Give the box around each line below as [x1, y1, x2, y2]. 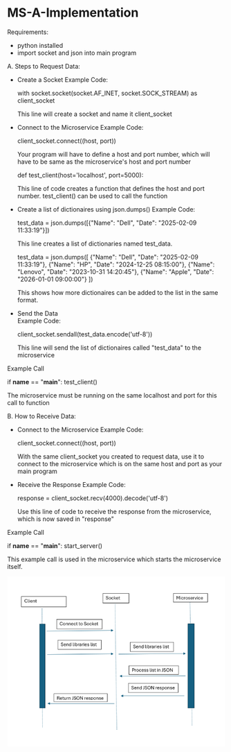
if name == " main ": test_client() [7, 377, 98, 386]
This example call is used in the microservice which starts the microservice [7, 555, 221, 563]
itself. [7, 562, 23, 570]
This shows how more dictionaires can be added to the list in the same [17, 288, 219, 296]
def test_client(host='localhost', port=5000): [17, 171, 144, 179]
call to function [7, 398, 50, 407]
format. [17, 296, 39, 304]
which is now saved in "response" [17, 515, 114, 523]
